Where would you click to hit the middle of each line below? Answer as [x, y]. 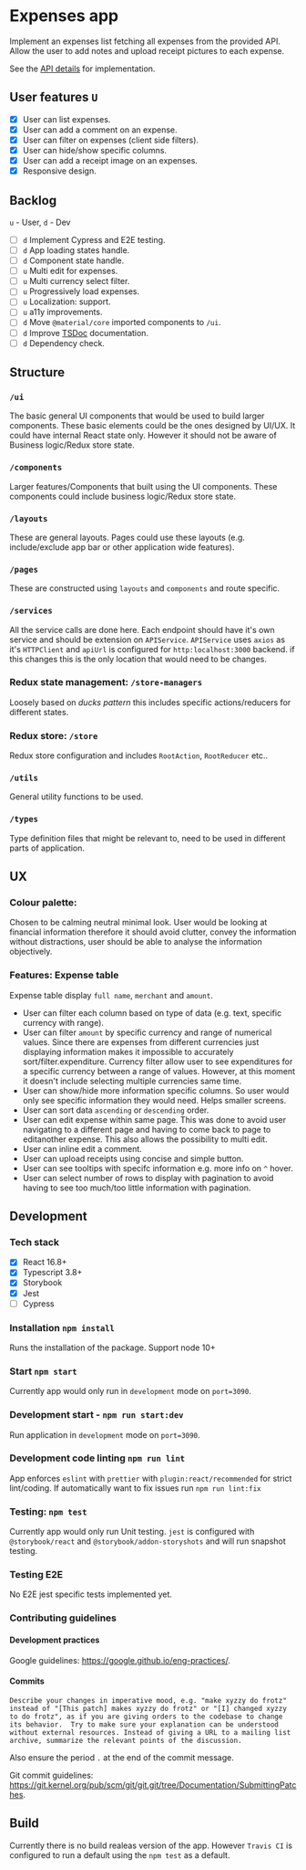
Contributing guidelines [63, 1618]
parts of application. [47, 848]
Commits [27, 1681]
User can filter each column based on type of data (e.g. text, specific [152, 1013]
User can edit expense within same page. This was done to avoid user [154, 1119]
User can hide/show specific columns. [94, 150]
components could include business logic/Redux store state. [123, 496]
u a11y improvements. [62, 312]
